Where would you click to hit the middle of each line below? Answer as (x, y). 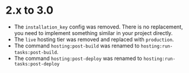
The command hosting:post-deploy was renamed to (78, 58)
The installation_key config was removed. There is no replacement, (98, 27)
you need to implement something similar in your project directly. (93, 33)
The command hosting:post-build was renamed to (77, 46)
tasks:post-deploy (37, 64)
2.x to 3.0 (30, 10)
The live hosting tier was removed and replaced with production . (94, 39)
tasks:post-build (36, 52)
